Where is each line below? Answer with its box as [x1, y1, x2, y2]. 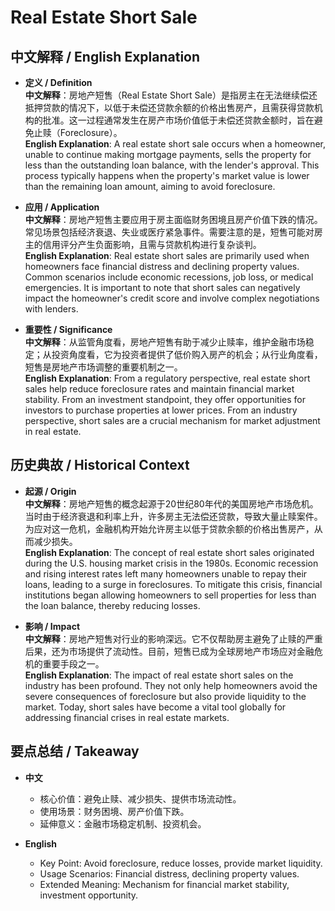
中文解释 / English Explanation [10, 48, 201, 65]
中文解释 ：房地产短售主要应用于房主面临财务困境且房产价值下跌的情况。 [24, 214, 323, 225]
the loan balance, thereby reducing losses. [24, 599, 201, 611]
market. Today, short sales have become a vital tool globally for [24, 701, 287, 713]
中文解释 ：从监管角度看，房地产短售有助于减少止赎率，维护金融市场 [24, 336, 306, 348]
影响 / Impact [24, 620, 81, 632]
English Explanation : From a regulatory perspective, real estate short [24, 372, 311, 384]
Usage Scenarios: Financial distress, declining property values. [39, 867, 300, 880]
